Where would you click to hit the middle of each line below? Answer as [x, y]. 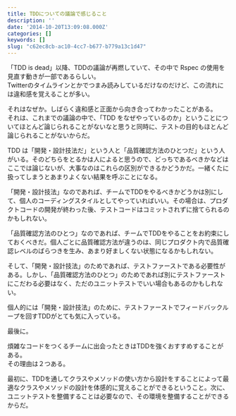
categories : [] [30, 33]
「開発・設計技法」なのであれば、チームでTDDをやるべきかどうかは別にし [116, 192]
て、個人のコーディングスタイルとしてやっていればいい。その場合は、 [108, 201]
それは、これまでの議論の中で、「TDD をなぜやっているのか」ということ [112, 118]
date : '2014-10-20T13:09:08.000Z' [58, 27]
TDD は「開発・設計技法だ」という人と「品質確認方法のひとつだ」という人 [116, 150]
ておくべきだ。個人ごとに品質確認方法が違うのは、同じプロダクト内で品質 [115, 242]
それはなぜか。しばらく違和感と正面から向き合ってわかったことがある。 [112, 109]
